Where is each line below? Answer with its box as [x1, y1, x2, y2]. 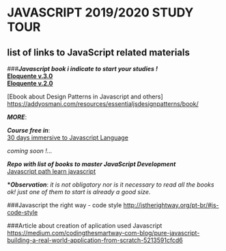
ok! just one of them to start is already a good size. [7, 188, 151, 196]
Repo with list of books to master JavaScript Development [7, 160, 176, 168]
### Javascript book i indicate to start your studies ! [7, 65, 158, 72]
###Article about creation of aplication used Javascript [7, 222, 163, 230]
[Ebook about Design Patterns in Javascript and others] [7, 92, 164, 101]
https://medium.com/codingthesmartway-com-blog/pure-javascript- [7, 229, 200, 237]
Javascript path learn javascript [7, 168, 96, 175]
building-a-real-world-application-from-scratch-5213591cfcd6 [7, 236, 183, 244]
